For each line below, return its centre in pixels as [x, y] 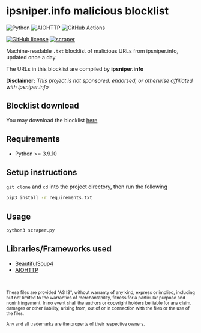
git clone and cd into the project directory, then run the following [87, 187]
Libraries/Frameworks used [59, 249]
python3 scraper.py [31, 230]
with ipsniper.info [28, 87]
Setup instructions [42, 172]
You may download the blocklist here [52, 120]
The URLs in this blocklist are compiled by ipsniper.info [75, 69]
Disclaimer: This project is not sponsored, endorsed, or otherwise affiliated [100, 80]
